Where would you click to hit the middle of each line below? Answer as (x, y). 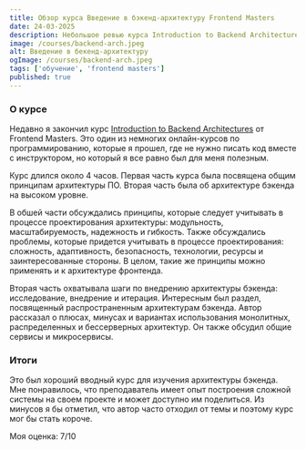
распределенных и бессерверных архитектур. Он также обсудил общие (151, 327)
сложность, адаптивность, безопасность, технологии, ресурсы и (137, 251)
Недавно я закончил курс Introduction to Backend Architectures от (137, 129)
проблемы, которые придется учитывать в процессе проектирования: (147, 241)
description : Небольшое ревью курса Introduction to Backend (128, 35)
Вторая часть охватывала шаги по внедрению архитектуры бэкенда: (143, 289)
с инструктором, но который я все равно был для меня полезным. (139, 158)
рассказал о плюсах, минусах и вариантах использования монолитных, (150, 317)
